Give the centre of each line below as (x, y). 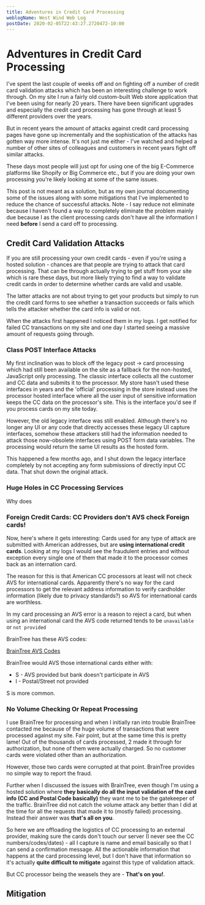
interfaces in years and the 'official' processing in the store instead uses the (102, 389)
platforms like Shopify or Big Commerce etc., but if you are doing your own (101, 173)
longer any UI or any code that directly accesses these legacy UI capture (98, 427)
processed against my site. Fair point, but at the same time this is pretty (96, 736)
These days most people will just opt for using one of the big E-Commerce (100, 166)
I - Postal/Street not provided (52, 682)
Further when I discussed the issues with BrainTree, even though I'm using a (102, 785)
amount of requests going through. (50, 334)
